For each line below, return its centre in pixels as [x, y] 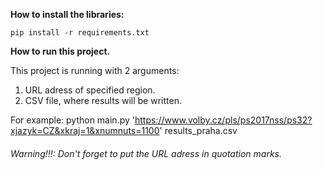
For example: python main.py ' [72, 120]
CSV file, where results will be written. [103, 100]
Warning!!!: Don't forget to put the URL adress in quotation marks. [146, 153]
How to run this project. [60, 51]
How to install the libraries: [67, 14]
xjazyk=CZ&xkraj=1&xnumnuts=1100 [85, 130]
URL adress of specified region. [90, 90]
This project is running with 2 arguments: [95, 70]
